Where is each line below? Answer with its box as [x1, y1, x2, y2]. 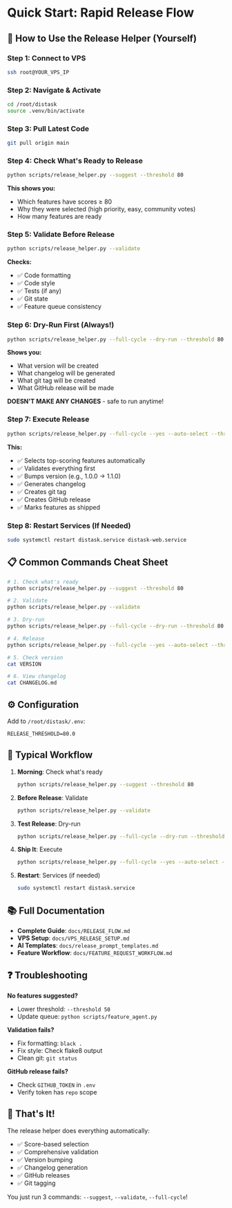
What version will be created [17, 362, 99, 370]
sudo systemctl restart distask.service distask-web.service [7, 536, 187, 543]
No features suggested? [7, 991, 78, 1000]
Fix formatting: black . [17, 1039, 83, 1047]
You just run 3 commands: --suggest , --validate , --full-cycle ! [7, 1193, 188, 1201]
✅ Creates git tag [17, 487, 67, 496]
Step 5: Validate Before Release [7, 230, 115, 240]
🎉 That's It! [7, 1108, 55, 1120]
